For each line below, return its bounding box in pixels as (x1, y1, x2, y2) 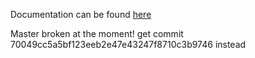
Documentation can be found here (10, 9, 152, 20)
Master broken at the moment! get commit (10, 28, 184, 39)
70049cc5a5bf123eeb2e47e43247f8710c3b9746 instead (10, 39, 247, 50)
